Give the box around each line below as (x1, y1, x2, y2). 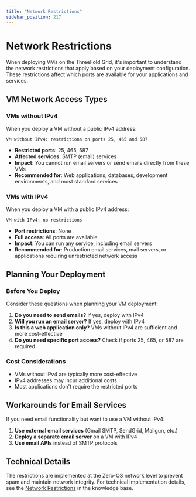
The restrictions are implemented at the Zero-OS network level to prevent (6, 472, 183, 479)
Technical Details (6, 457, 71, 467)
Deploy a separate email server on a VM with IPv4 (14, 433, 137, 440)
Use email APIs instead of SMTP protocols (14, 440, 118, 447)
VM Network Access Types (6, 94, 108, 104)
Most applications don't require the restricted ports (14, 383, 138, 390)
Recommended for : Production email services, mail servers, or (14, 246, 167, 253)
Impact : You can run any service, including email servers (14, 240, 152, 247)
